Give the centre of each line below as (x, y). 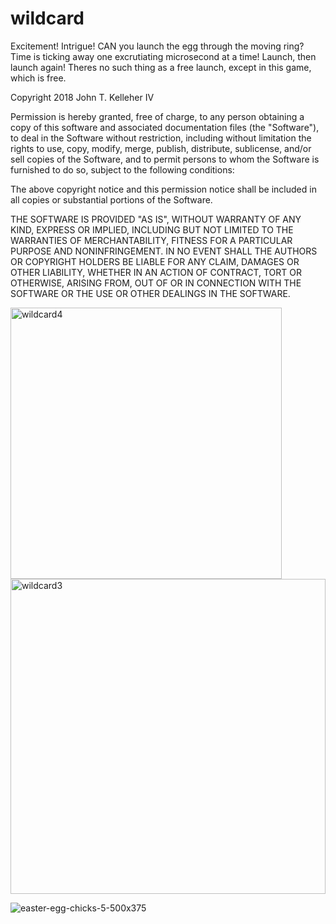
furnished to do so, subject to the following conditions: (122, 169)
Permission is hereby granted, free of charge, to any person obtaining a (157, 116)
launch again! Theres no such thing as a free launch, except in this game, (161, 67)
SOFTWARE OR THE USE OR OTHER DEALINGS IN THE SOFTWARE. (150, 293)
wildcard (47, 18)
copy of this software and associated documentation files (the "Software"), (165, 127)
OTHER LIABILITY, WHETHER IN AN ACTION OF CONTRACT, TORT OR (156, 272)
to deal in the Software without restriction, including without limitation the (161, 138)
